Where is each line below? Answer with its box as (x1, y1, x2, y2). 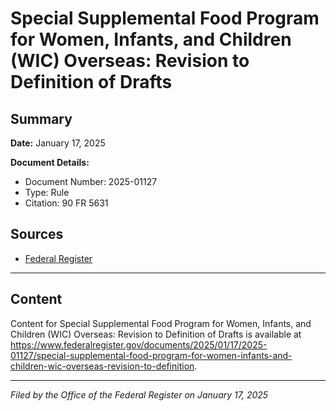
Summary (10, 110, 73, 127)
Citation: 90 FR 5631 (24, 197, 109, 209)
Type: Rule (24, 187, 70, 198)
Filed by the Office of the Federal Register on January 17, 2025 (10, 388, 269, 401)
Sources (10, 226, 64, 243)
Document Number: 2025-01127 (24, 176, 158, 187)
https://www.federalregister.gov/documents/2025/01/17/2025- (10, 338, 268, 351)
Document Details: (10, 157, 90, 168)
